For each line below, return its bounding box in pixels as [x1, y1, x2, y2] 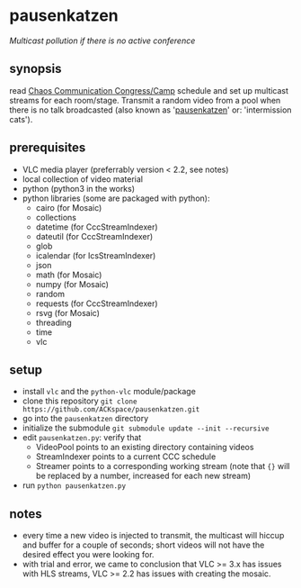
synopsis [9, 61, 62, 77]
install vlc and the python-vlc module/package [22, 386, 196, 397]
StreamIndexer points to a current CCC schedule [35, 451, 217, 462]
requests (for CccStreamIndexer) [35, 298, 159, 309]
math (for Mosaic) [35, 269, 102, 280]
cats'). [9, 113, 33, 124]
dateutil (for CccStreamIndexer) [35, 231, 154, 241]
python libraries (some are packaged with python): [22, 193, 210, 204]
